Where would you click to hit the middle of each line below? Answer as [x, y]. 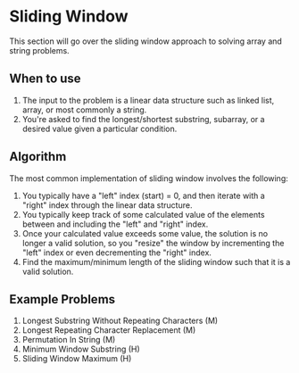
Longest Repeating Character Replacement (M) [109, 330]
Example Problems [62, 299]
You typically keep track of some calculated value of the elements [143, 214]
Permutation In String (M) [69, 340]
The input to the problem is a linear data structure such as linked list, [148, 100]
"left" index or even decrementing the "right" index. [117, 253]
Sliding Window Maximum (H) [77, 359]
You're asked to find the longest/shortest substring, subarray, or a [143, 119]
